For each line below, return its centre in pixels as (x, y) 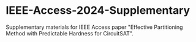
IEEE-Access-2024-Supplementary (98, 10)
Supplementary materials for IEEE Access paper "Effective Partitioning (94, 27)
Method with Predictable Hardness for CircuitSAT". (70, 33)
